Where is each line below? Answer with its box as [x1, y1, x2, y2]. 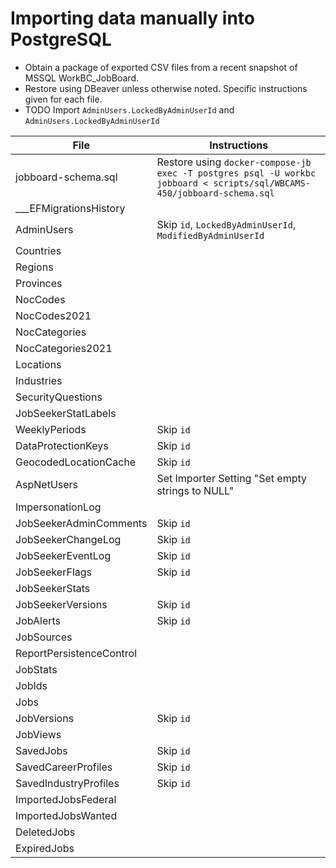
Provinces [15, 276, 63, 290]
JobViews [15, 727, 62, 741]
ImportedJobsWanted [15, 808, 118, 822]
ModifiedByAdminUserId [156, 230, 265, 241]
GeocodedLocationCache [15, 455, 137, 469]
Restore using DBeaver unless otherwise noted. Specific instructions [24, 82, 308, 94]
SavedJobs [15, 743, 68, 757]
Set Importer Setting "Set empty [156, 471, 307, 485]
